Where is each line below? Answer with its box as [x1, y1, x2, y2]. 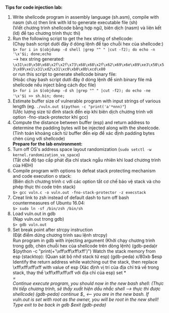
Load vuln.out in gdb [12, 211, 55, 217]
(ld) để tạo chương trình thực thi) [12, 30, 81, 36]
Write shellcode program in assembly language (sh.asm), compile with [12, 14, 159, 20]
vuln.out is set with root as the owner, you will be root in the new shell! [12, 296, 159, 302]
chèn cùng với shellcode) [12, 136, 66, 141]
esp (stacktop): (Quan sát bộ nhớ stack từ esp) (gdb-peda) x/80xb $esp [12, 253, 162, 259]
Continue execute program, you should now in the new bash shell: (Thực [12, 280, 164, 286]
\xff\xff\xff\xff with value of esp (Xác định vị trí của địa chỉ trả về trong [12, 265, 159, 270]
